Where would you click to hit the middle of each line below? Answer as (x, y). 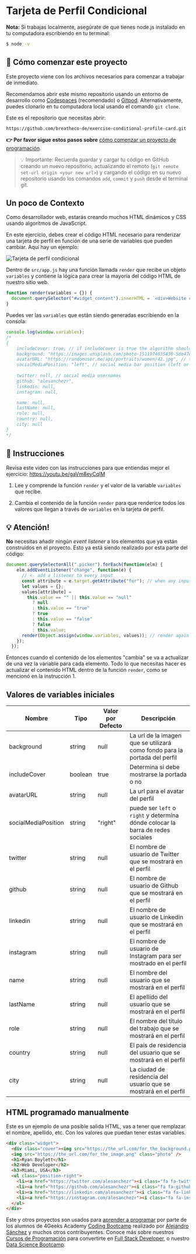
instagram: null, (38, 392)
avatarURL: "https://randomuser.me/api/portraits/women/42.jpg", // (101, 359)
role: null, (31, 414)
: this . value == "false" (62, 619)
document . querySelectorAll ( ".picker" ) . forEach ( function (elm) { (85, 565)
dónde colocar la (153, 823)
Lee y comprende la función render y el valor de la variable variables (98, 485)
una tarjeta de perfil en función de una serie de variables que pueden (90, 241)
